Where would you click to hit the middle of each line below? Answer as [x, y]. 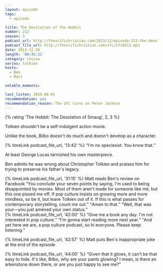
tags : [10, 14]
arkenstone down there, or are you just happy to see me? [62, 264]
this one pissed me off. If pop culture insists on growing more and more [76, 194]
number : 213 [17, 32]
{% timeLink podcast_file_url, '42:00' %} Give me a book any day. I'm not [79, 215]
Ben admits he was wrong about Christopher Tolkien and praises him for [77, 164]
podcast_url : [18, 41]
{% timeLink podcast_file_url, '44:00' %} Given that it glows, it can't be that [81, 254]
